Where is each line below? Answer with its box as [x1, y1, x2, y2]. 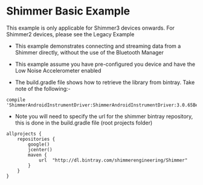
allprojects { [6, 131, 42, 137]
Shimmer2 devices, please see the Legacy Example [6, 30, 135, 37]
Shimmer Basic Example [6, 4, 130, 18]
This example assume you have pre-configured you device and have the [14, 60, 195, 68]
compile [6, 97, 26, 103]
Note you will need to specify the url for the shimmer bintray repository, [14, 112, 193, 120]
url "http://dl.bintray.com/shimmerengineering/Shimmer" [38, 157, 188, 163]
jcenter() [28, 146, 53, 152]
